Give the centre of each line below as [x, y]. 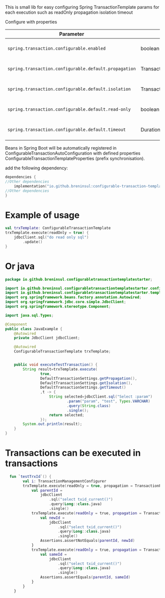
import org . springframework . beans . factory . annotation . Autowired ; [73, 297]
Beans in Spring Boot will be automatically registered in [61, 148]
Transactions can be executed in [73, 453]
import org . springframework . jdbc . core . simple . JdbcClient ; [66, 302]
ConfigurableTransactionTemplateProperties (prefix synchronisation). [75, 158]
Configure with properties [31, 22]
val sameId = [54, 554]
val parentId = [47, 490]
